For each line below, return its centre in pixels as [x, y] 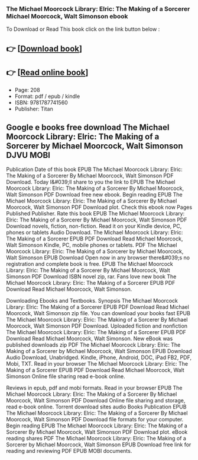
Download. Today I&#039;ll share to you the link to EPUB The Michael [91, 182]
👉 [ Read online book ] [47, 73]
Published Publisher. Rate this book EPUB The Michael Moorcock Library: [95, 214]
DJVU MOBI [28, 155]
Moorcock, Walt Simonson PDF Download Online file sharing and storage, [96, 401]
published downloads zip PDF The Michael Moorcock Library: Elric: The [93, 345]
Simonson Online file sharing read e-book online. [66, 376]
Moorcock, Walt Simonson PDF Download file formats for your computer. [95, 420]
